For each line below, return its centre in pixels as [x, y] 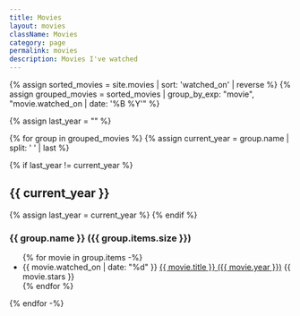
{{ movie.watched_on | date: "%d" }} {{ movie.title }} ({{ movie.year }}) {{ [156, 267]
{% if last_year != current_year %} [71, 165]
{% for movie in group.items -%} [82, 258]
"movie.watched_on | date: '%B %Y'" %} [85, 103]
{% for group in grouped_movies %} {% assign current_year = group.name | [149, 138]
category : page [38, 43]
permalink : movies [43, 51]
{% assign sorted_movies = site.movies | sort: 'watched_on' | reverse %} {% [150, 85]
